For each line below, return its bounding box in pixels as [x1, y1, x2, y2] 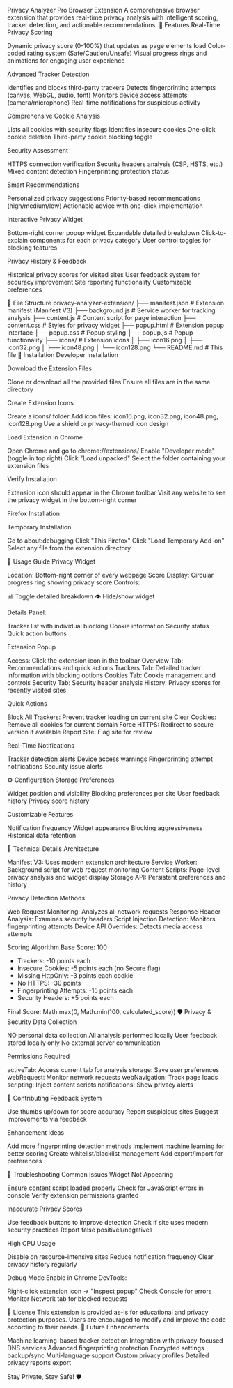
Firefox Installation [7, 509, 61, 518]
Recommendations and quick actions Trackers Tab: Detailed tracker [7, 664, 202, 672]
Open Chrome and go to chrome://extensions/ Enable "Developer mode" [7, 446, 216, 455]
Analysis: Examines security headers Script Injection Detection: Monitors [7, 915, 216, 923]
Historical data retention [7, 831, 77, 839]
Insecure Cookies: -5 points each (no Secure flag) [17, 964, 161, 972]
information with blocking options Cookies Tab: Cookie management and [7, 671, 216, 679]
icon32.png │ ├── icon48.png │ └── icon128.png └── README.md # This [7, 343, 223, 352]
